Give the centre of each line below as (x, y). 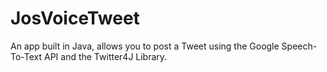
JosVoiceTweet (75, 18)
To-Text (26, 56)
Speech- (299, 46)
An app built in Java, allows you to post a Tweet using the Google (145, 46)
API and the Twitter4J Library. (105, 56)
